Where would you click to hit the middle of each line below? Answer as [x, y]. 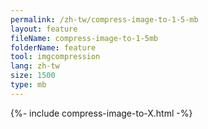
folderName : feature [53, 47]
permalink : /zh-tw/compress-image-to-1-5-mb [104, 19]
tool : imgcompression [55, 57]
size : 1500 [33, 76]
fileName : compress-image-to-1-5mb [84, 38]
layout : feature [44, 29]
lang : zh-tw [35, 66]
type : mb [28, 85]
